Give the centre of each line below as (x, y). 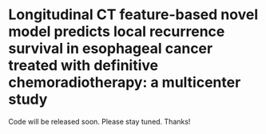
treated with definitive (83, 66)
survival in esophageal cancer (111, 49)
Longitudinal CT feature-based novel (133, 15)
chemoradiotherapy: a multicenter (125, 83)
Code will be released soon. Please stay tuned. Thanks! (99, 121)
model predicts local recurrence (117, 32)
